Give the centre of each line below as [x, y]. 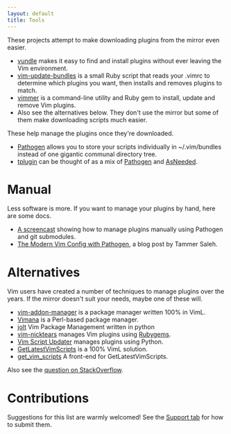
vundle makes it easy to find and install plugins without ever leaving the [119, 60]
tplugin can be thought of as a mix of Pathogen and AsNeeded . [107, 161]
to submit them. [29, 425]
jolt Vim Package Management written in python [86, 327]
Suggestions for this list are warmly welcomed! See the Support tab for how [115, 417]
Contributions [48, 398]
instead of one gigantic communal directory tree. [87, 154]
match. [27, 90]
